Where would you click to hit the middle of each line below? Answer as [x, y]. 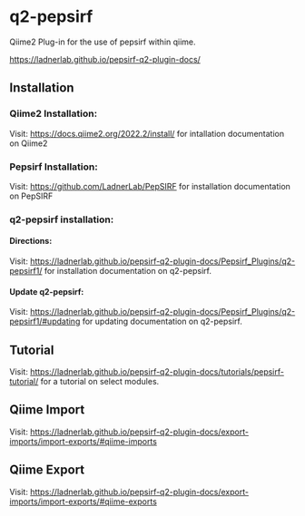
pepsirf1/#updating [45, 321]
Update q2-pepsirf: [47, 291]
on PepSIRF [31, 196]
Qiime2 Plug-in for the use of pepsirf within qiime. [103, 42]
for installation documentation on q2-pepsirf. [128, 271]
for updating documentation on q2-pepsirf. [162, 321]
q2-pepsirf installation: [62, 219]
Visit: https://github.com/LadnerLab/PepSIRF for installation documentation [150, 186]
